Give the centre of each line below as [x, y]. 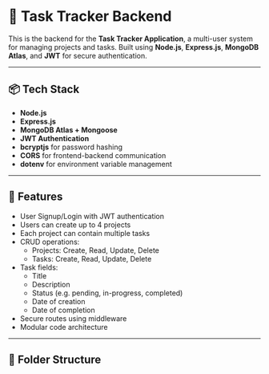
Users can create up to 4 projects [75, 225]
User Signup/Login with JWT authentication [92, 216]
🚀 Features [36, 197]
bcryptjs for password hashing [71, 147]
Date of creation [58, 301]
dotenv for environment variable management [96, 164]
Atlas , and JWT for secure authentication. [78, 55]
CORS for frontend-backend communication [93, 155]
